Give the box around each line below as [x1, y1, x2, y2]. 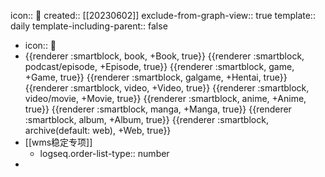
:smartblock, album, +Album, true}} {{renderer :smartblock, [24, 114, 269, 125]
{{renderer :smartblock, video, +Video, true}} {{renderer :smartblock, [24, 82, 310, 94]
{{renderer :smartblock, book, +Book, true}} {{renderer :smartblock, [24, 50, 305, 62]
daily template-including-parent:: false [10, 20, 168, 32]
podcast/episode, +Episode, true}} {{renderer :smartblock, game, [24, 61, 295, 72]
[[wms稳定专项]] [24, 136, 93, 148]
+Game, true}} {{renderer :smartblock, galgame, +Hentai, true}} [24, 71, 288, 83]
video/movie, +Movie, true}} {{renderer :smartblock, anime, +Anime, [24, 93, 307, 104]
